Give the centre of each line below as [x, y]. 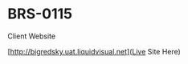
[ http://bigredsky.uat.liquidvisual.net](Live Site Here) [94, 51]
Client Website [32, 36]
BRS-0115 [40, 14]
